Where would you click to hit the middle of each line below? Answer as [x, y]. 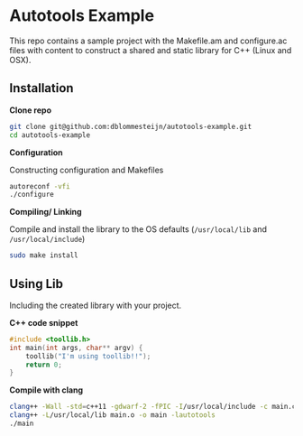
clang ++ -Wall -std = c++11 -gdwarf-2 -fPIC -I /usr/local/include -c [139, 407]
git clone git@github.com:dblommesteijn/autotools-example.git [131, 126]
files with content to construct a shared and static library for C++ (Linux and [151, 50]
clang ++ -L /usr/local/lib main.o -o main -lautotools [113, 415]
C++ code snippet [44, 322]
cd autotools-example [50, 135]
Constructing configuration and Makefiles [87, 170]
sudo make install [44, 255]
